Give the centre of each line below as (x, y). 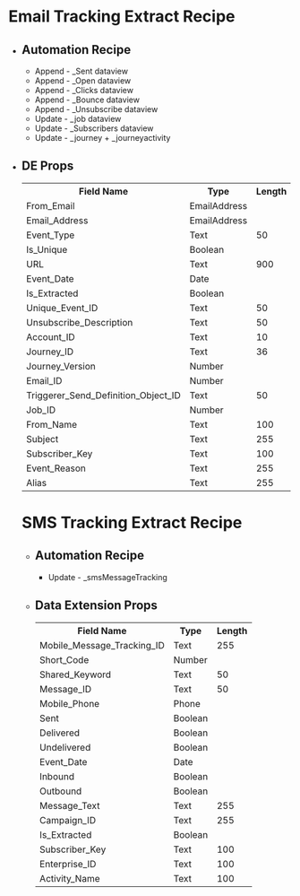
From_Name (51, 424)
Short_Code (64, 659)
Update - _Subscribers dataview (94, 128)
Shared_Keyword (75, 674)
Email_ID (44, 380)
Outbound (60, 791)
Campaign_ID (68, 820)
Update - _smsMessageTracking (107, 577)
